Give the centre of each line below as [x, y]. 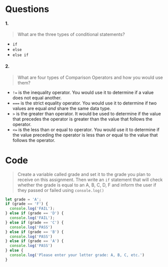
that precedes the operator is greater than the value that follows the [82, 119]
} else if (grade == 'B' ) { [35, 232]
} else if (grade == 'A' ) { [35, 241]
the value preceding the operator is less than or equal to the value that [85, 135]
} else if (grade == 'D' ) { [35, 213]
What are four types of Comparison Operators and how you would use [90, 77]
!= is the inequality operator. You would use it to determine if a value [83, 92]
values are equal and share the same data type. [62, 108]
